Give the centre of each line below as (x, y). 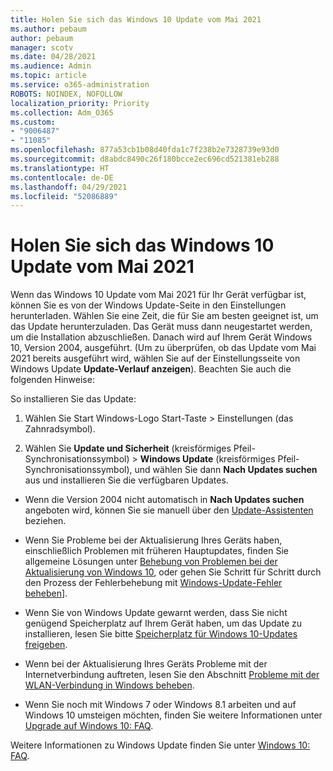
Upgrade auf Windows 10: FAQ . (89, 726)
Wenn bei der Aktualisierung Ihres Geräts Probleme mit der (146, 664)
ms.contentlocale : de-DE (62, 177)
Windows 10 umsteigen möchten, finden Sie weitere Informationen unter (173, 715)
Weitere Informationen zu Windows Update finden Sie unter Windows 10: (160, 745)
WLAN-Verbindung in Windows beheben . (109, 685)
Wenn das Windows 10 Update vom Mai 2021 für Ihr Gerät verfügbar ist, (158, 295)
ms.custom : (33, 122)
